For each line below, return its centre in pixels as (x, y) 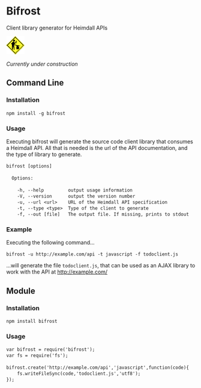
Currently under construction (42, 64)
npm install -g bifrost (36, 113)
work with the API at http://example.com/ (57, 272)
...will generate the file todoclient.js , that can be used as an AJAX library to (101, 266)
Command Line (35, 83)
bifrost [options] (29, 166)
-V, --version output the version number (76, 196)
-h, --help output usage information (75, 190)
